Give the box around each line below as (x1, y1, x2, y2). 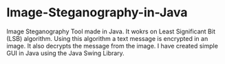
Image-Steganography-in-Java (6, 5, 188, 20)
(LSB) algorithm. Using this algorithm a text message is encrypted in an (6, 34, 208, 42)
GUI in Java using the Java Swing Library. (6, 49, 125, 57)
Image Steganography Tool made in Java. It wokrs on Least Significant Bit (6, 27, 216, 35)
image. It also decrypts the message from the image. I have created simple (6, 42, 218, 50)
